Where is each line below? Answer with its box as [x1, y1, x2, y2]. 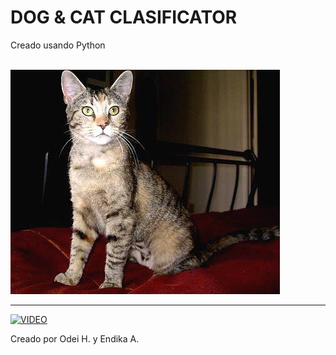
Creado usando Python [10, 39, 106, 51]
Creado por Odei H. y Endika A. [10, 332, 140, 345]
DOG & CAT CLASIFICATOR [10, 6, 238, 29]
